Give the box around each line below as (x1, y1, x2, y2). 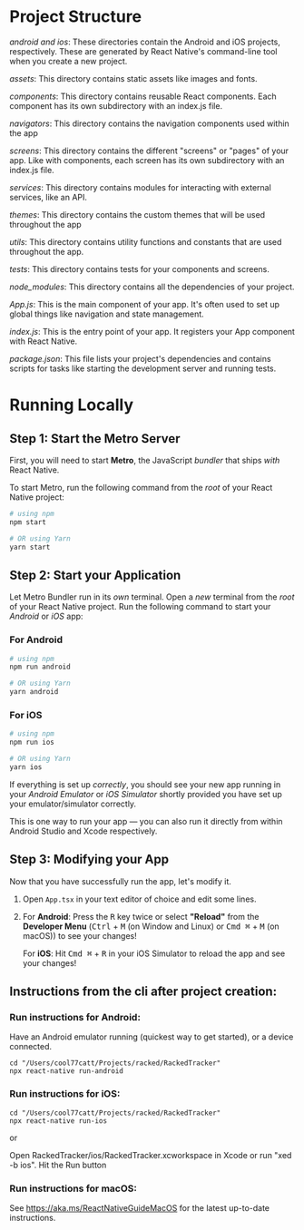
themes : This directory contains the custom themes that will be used (9, 209, 266, 220)
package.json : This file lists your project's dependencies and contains (9, 353, 271, 364)
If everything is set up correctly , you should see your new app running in (9, 778, 281, 790)
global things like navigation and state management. (9, 308, 204, 319)
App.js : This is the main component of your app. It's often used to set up (9, 298, 279, 309)
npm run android (9, 662, 71, 672)
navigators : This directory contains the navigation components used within (9, 118, 290, 129)
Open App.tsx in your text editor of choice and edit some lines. (22, 893, 257, 904)
